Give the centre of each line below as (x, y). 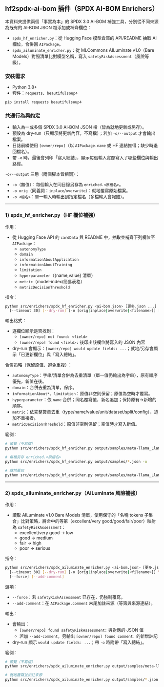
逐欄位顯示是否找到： (33, 331)
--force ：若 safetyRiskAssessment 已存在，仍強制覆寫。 (69, 597)
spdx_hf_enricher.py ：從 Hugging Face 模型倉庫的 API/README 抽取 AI (84, 38)
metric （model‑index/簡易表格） (52, 281)
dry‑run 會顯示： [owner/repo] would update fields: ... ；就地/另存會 (83, 349)
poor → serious (35, 548)
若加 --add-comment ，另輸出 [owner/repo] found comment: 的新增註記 (88, 636)
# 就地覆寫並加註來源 (24, 675)
